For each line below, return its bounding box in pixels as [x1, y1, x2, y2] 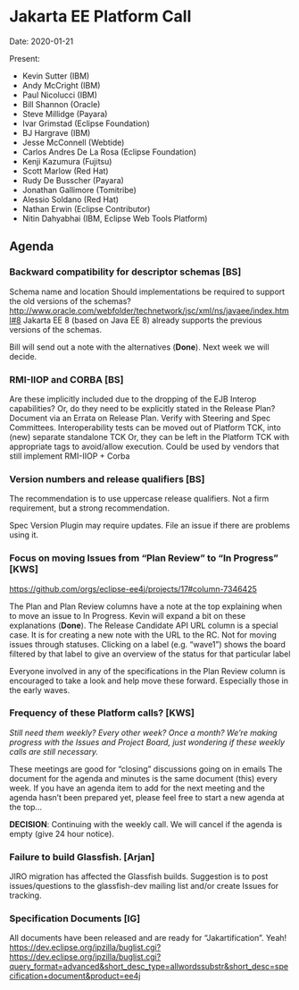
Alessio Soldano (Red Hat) [21, 194, 119, 205]
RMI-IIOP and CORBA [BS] [9, 373, 124, 385]
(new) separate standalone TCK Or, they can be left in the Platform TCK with [9, 431, 290, 442]
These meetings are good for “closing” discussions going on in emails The [9, 763, 283, 774]
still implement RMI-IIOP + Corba [9, 450, 130, 461]
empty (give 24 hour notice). [9, 828, 114, 839]
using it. [9, 529, 38, 540]
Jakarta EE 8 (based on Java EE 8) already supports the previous [22, 315, 262, 326]
